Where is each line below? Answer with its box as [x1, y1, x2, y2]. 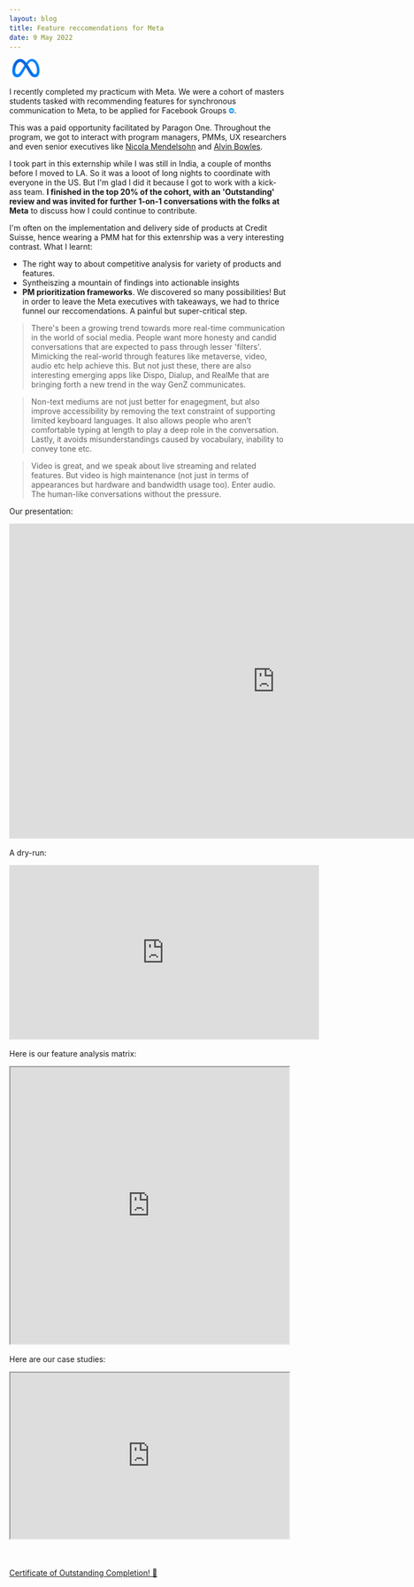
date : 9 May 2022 [9, 33, 73, 42]
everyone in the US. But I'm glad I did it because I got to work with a [9, 177, 257, 188]
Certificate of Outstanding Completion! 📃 [9, 1568, 157, 1578]
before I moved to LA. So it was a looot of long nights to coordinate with [9, 168, 271, 179]
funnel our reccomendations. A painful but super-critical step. [21, 306, 248, 316]
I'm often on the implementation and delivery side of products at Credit [9, 222, 268, 234]
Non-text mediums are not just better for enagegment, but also [30, 397, 260, 407]
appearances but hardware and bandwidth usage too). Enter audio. [30, 479, 276, 491]
